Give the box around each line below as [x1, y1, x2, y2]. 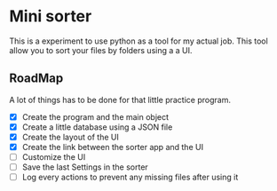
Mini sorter [9, 6, 92, 27]
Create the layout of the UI [21, 131, 120, 142]
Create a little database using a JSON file [21, 122, 173, 132]
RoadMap [9, 71, 64, 86]
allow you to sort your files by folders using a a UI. [9, 44, 193, 55]
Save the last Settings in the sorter [21, 162, 148, 172]
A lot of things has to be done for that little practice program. [9, 94, 231, 105]
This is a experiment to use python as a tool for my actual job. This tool [9, 36, 268, 46]
